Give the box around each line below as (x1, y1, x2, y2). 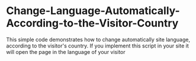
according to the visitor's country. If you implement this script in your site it (6, 42, 189, 49)
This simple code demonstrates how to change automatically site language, (6, 36, 191, 43)
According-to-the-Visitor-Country (6, 16, 179, 30)
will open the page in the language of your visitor (6, 48, 126, 55)
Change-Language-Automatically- (6, 4, 181, 18)
